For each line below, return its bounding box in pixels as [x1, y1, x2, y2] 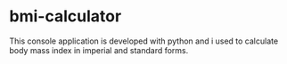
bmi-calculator [9, 6, 122, 27]
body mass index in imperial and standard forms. [9, 44, 189, 55]
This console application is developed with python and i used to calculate [9, 36, 279, 46]
